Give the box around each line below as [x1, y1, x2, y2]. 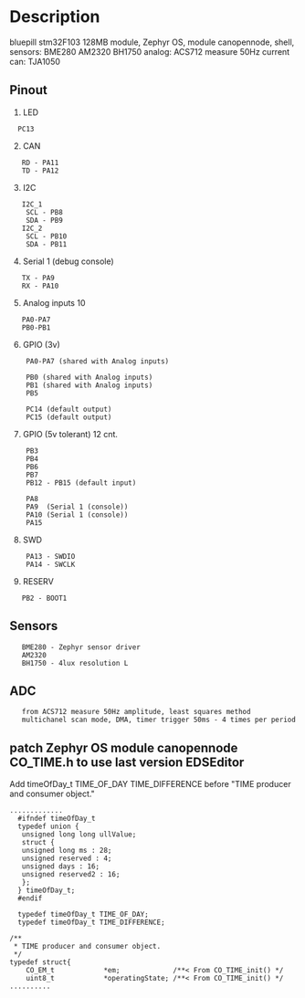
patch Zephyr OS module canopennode [9, 740, 238, 755]
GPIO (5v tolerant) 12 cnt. [22, 428, 119, 439]
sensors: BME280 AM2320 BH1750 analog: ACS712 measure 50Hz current [9, 46, 290, 57]
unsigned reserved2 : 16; [21, 870, 121, 879]
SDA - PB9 [26, 215, 64, 225]
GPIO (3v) [22, 339, 61, 350]
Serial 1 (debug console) [22, 256, 114, 267]
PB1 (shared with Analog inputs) [26, 381, 153, 390]
